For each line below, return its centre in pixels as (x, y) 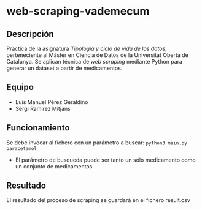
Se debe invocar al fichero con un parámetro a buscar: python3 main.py (97, 143)
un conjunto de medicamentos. (54, 166)
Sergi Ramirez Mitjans (43, 108)
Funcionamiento (38, 128)
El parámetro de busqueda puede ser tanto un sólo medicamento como (105, 160)
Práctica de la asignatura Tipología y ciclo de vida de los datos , (87, 48)
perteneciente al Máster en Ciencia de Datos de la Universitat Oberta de (97, 55)
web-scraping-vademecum (78, 11)
